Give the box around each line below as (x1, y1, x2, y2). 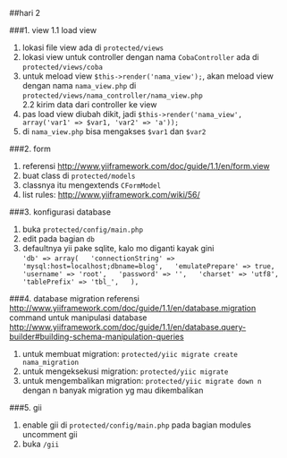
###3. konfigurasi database (9, 207, 112, 217)
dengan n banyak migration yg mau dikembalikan (21, 385, 204, 395)
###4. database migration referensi (9, 293, 140, 303)
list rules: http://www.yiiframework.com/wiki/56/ (21, 190, 201, 199)
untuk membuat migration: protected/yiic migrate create (21, 349, 239, 359)
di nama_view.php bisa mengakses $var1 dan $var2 (21, 126, 207, 137)
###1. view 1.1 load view (9, 25, 97, 35)
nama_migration (21, 358, 80, 367)
